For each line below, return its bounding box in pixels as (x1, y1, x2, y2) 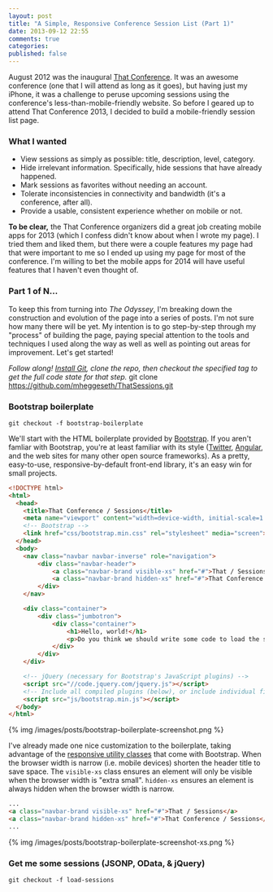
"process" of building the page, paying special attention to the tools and (8, 330, 249, 340)
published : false (8, 50, 67, 58)
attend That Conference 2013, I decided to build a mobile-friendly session (8, 107, 256, 116)
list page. (8, 116, 40, 125)
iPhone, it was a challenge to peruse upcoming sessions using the (8, 90, 230, 99)
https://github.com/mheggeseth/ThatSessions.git (8, 380, 174, 390)
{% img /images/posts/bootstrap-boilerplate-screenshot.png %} (8, 725, 224, 735)
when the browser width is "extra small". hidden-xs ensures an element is (8, 776, 254, 785)
